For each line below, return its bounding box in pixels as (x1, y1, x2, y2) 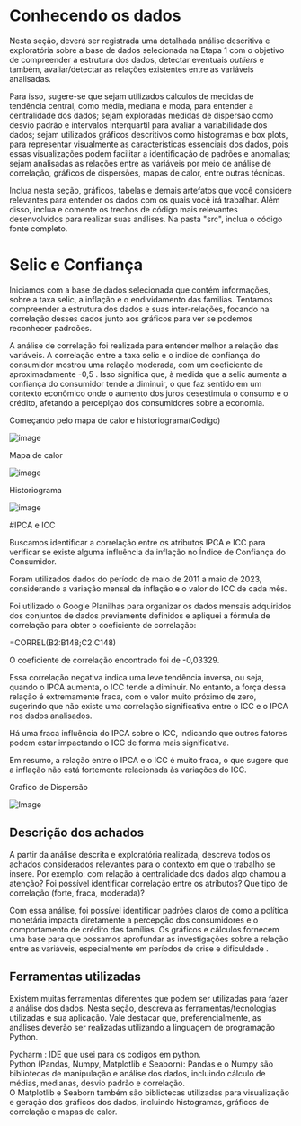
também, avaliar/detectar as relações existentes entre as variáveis (9, 64, 254, 75)
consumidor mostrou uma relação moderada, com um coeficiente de (9, 359, 263, 370)
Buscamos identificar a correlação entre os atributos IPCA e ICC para (9, 536, 266, 547)
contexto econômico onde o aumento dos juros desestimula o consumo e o (9, 388, 288, 399)
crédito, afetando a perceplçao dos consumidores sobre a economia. (9, 397, 265, 408)
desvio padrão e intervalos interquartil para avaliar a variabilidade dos (9, 119, 268, 131)
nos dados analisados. (9, 710, 93, 721)
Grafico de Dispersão (9, 781, 88, 792)
